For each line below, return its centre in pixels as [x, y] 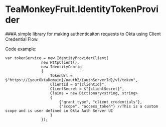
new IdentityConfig [61, 67]
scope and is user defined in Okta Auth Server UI [59, 111]
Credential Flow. [22, 39]
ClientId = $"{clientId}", [78, 84]
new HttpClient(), [60, 62]
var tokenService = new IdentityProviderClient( [57, 58]
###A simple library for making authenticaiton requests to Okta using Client [83, 34]
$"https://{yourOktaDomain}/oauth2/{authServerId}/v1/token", [71, 80]
